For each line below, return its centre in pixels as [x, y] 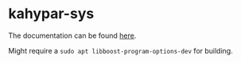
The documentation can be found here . [72, 35]
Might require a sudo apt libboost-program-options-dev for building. [120, 50]
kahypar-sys [51, 14]
